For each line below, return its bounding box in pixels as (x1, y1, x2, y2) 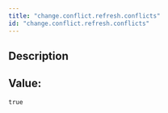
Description (8, 49, 69, 63)
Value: (8, 77, 42, 90)
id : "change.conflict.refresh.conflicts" (8, 19, 150, 27)
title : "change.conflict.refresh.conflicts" (8, 11, 161, 20)
